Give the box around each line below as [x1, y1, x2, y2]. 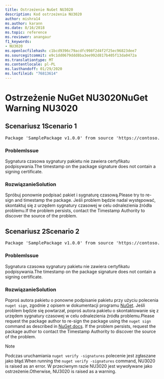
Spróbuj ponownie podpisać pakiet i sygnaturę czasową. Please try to [5, 192, 144, 198]
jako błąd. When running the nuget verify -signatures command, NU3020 [5, 358, 156, 364]
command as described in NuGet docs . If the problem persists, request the [5, 323, 156, 329]
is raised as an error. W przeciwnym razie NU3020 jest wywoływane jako [5, 363, 153, 369]
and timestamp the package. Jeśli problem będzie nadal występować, [14, 197, 156, 203]
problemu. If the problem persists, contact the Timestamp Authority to [5, 208, 145, 214]
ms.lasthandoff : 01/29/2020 [5, 67, 63, 72]
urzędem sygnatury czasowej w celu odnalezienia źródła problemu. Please [5, 313, 155, 319]
